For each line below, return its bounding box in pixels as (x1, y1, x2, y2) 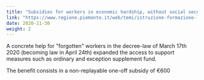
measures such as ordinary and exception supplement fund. (6, 55, 157, 62)
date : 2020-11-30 (6, 20, 50, 26)
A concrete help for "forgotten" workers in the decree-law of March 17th (6, 42, 187, 50)
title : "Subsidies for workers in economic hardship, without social (6, 8, 186, 15)
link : (6, 15, 20, 21)
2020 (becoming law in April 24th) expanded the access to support (6, 49, 175, 56)
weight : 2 (6, 25, 32, 32)
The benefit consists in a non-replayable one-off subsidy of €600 (6, 67, 171, 75)
